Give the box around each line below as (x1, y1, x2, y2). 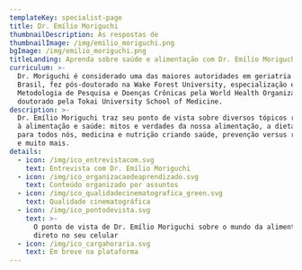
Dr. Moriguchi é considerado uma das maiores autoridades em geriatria (17, 72, 292, 81)
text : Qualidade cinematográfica (25, 197, 151, 207)
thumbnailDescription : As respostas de (9, 30, 159, 39)
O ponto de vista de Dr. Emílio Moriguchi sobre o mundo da (32, 222, 263, 231)
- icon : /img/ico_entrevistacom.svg (17, 155, 155, 165)
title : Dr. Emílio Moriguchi (9, 22, 119, 31)
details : (9, 147, 42, 156)
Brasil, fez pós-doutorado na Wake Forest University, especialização (17, 80, 288, 89)
